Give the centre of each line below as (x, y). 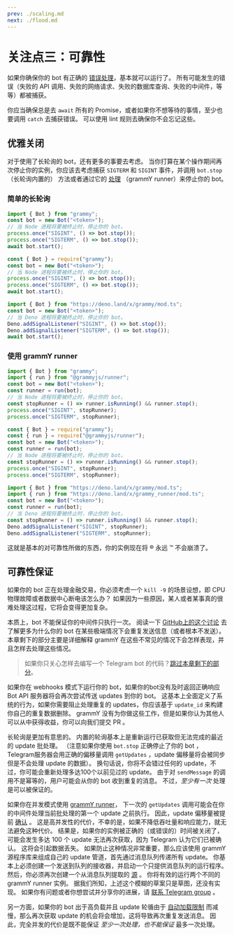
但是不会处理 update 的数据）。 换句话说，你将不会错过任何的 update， (109, 763)
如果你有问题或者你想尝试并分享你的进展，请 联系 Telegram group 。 (120, 892)
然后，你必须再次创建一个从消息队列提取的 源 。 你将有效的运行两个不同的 (114, 875)
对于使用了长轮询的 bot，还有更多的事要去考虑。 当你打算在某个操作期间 (112, 161)
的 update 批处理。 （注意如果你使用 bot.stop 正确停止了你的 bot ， (105, 746)
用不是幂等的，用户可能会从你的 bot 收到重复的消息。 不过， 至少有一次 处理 (116, 781)
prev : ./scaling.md (36, 14)
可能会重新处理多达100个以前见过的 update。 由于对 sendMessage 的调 (125, 772)
